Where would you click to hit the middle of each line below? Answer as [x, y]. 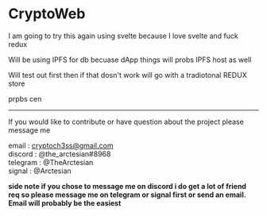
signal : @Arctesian [40, 171]
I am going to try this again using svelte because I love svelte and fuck [123, 36]
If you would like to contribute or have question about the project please [126, 121]
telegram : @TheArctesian [51, 162]
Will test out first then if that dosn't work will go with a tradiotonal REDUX [128, 75]
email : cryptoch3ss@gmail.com [61, 145]
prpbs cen [25, 98]
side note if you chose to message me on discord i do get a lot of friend [127, 186]
